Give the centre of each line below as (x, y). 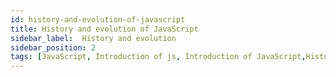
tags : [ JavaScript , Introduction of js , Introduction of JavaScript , (158, 57)
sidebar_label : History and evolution (93, 38)
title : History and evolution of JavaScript (104, 29)
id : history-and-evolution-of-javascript (98, 19)
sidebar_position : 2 (53, 47)
